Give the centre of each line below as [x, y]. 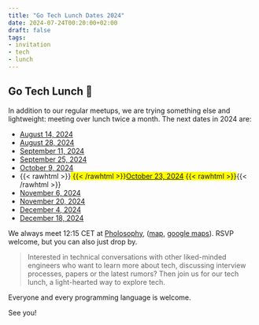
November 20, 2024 [52, 201]
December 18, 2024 [52, 218]
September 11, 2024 [52, 151]
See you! [22, 312]
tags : [17, 37]
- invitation [30, 45]
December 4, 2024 [50, 209]
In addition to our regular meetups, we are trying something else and [119, 110]
